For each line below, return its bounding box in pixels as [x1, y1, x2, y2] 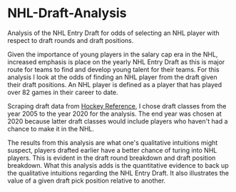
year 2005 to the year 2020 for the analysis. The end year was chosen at [7, 109, 222, 118]
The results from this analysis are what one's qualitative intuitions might [7, 138, 218, 147]
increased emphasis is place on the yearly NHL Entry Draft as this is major [7, 57, 225, 66]
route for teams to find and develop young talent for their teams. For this [7, 65, 220, 74]
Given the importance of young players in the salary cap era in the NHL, [7, 50, 218, 59]
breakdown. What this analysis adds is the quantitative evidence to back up [7, 161, 230, 169]
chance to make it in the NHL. [7, 124, 95, 133]
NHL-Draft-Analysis [7, 5, 127, 21]
